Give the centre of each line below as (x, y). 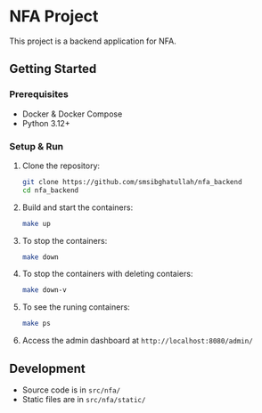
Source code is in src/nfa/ (71, 390)
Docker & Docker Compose (72, 114)
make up (36, 223)
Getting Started (53, 69)
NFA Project (54, 16)
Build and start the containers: (78, 207)
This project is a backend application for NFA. (93, 41)
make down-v (44, 290)
